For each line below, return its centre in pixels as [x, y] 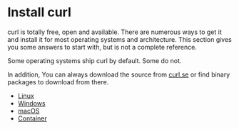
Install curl [39, 12]
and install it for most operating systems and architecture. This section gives [119, 39]
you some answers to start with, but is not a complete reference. [102, 47]
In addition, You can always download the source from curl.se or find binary [119, 74]
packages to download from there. [58, 82]
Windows [31, 103]
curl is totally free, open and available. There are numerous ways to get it [115, 32]
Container [32, 118]
